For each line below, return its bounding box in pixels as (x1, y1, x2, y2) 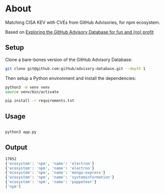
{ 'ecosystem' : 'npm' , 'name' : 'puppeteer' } (5, 180, 97, 185)
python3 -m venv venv (5, 85, 50, 90)
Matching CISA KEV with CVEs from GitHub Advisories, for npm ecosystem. (5, 19, 161, 25)
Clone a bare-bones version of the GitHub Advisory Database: (5, 57, 133, 63)
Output (5, 143, 27, 152)
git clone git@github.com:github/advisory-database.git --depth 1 (5, 66, 146, 71)
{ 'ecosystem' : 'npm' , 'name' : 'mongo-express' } (5, 170, 106, 175)
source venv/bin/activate (5, 89, 59, 94)
